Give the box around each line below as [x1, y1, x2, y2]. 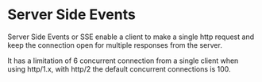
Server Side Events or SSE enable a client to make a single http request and [7, 32, 255, 41]
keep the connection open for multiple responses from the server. [7, 40, 223, 49]
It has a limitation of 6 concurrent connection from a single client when [7, 56, 239, 65]
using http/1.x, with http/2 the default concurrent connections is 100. [7, 64, 231, 73]
